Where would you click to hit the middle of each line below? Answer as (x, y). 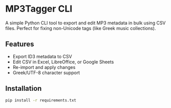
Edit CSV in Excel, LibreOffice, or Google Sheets (63, 62)
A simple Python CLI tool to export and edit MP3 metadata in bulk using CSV (86, 23)
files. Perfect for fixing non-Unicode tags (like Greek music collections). (81, 28)
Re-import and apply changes (44, 67)
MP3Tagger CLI (39, 9)
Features (20, 44)
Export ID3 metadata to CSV (42, 56)
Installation (23, 88)
